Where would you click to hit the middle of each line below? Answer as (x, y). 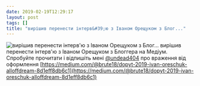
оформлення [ (24, 64)
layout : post (22, 17)
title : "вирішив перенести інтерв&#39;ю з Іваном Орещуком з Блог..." (96, 28)
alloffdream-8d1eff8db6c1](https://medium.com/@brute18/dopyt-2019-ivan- (100, 71)
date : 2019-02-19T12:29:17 (40, 12)
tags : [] (17, 23)
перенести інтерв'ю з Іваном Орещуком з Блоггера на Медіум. (87, 52)
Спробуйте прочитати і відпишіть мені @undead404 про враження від (96, 58)
